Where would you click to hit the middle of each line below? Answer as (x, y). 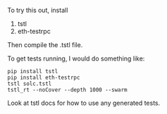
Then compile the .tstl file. (45, 45)
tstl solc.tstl (30, 84)
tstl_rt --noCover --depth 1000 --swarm (68, 90)
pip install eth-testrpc (44, 77)
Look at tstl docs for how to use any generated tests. (84, 103)
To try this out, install (38, 10)
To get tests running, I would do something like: (76, 58)
